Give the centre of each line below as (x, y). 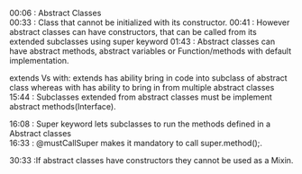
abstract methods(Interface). (63, 106)
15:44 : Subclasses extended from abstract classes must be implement (141, 97)
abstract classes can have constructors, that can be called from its (133, 32)
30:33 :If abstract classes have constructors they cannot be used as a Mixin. (151, 160)
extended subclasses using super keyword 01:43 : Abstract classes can (142, 41)
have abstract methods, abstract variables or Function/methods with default (150, 51)
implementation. (39, 61)
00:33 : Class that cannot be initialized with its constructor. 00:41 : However (150, 22)
